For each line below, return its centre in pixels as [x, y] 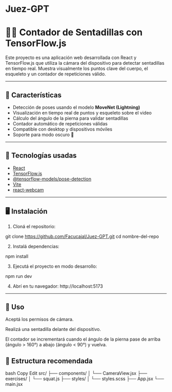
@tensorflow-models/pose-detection [52, 179]
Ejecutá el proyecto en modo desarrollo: [55, 266]
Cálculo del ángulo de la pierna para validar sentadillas [70, 118]
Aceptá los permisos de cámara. [39, 320]
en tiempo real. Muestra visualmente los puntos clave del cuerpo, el [77, 69]
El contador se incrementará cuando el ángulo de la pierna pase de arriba [83, 339]
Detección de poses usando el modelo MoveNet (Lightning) [76, 107]
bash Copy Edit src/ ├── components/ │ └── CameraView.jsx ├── [76, 374]
